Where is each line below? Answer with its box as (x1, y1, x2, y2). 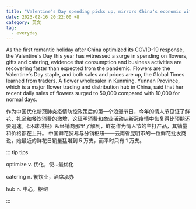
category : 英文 (6, 19, 41, 25)
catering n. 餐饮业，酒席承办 (6, 173, 75, 180)
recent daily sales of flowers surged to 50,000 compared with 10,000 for (6, 90, 180, 97)
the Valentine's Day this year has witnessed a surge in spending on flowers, (6, 53, 188, 60)
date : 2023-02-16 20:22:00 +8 (6, 14, 80, 20)
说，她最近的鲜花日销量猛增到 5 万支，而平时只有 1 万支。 (6, 137, 145, 144)
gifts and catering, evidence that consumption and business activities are (6, 59, 182, 66)
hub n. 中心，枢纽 (6, 186, 48, 193)
